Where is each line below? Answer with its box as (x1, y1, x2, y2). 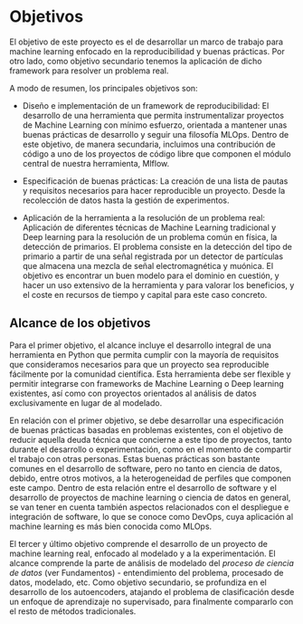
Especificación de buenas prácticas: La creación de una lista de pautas (22, 175, 289, 187)
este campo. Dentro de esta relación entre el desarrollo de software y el (9, 482, 278, 493)
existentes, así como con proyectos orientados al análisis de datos (9, 388, 257, 398)
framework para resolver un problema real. (9, 65, 169, 76)
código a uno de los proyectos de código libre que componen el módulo (22, 148, 291, 159)
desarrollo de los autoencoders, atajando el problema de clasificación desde (9, 586, 295, 597)
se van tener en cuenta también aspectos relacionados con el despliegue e (9, 501, 289, 513)
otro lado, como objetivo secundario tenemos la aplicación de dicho (9, 55, 262, 66)
